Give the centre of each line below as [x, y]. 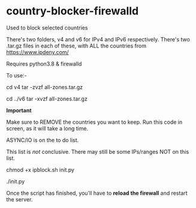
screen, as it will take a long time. [47, 128]
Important [19, 110]
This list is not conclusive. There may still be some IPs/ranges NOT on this [98, 151]
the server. [19, 199]
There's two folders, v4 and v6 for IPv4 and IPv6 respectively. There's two [98, 39]
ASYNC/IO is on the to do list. [43, 140]
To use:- [16, 75]
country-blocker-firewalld [73, 11]
